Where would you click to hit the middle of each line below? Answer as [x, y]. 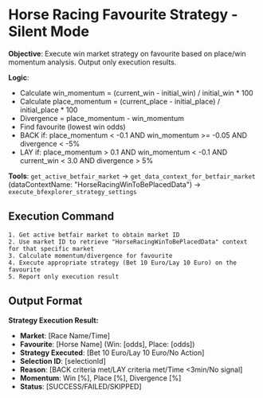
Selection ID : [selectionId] [63, 361]
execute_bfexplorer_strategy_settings [73, 192]
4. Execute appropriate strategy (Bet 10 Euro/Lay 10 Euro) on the [123, 263]
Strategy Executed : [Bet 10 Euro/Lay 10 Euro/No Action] [112, 353]
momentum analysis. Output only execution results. [92, 62]
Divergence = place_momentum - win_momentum [102, 118]
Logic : [19, 77]
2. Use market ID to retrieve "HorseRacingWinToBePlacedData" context [128, 242]
